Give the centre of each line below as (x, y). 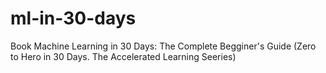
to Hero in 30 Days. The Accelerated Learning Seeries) (123, 56)
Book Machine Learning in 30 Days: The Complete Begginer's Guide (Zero (163, 46)
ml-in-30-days (73, 18)
